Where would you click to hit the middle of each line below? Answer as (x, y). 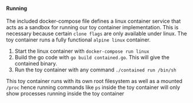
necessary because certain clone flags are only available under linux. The (96, 34)
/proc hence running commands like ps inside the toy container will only (93, 87)
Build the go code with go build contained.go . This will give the (92, 57)
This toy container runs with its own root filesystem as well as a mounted (94, 81)
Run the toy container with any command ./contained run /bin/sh (95, 70)
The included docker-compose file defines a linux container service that (94, 21)
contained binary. (36, 64)
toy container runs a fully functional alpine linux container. (79, 40)
